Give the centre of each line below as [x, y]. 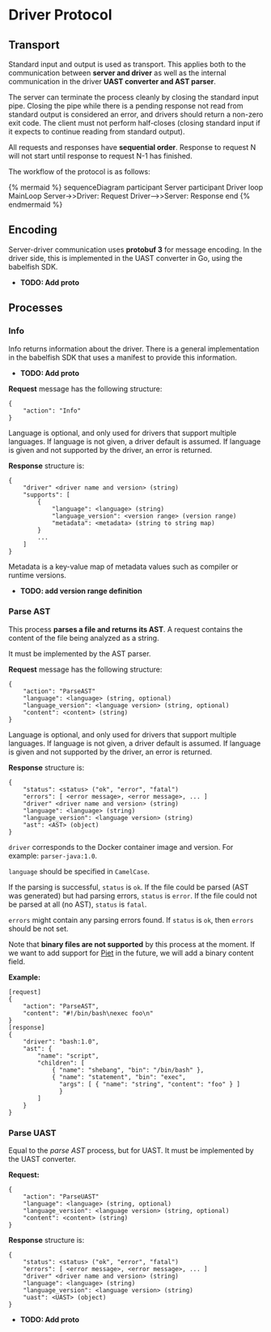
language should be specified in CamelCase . [79, 871]
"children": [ [61, 1063]
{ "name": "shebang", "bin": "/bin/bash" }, [128, 1070]
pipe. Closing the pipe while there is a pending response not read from [126, 106]
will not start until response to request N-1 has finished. [100, 156]
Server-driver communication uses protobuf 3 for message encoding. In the [135, 250]
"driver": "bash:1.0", [61, 1042]
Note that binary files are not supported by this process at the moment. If [132, 944]
